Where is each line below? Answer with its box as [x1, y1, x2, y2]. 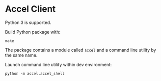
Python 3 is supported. [5, 20, 52, 25]
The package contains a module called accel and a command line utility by [5, 47, 156, 53]
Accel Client [5, 3, 56, 15]
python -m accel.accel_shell [5, 71, 65, 76]
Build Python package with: [5, 29, 60, 35]
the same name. [5, 52, 38, 58]
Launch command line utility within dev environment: [5, 61, 112, 67]
